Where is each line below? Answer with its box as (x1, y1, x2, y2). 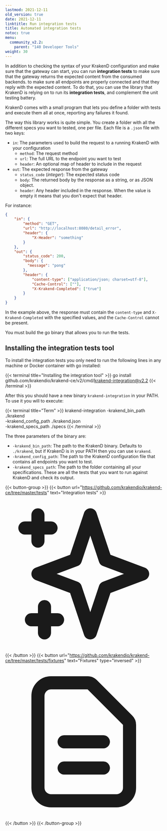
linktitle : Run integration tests (5, 21, 77, 26)
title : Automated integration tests (5, 26, 81, 31)
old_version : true (5, 12, 43, 17)
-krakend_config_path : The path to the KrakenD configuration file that (12, 453, 156, 459)
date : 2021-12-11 (5, 16, 41, 21)
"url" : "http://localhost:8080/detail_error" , (23, 226, 122, 231)
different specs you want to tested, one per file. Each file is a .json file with (5, 124, 160, 130)
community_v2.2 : (9, 40, 43, 45)
